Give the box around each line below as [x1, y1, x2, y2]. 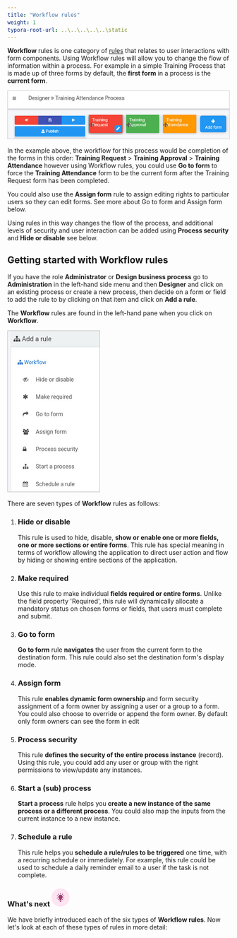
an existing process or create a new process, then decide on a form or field [7, 288, 226, 296]
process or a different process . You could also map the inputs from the [17, 807, 226, 816]
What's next [7, 899, 51, 909]
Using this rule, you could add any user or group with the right [17, 758, 199, 766]
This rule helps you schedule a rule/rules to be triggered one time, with [17, 848, 227, 857]
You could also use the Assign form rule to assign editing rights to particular [7, 189, 229, 198]
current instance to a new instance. [17, 814, 121, 823]
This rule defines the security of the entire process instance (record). [17, 750, 224, 759]
